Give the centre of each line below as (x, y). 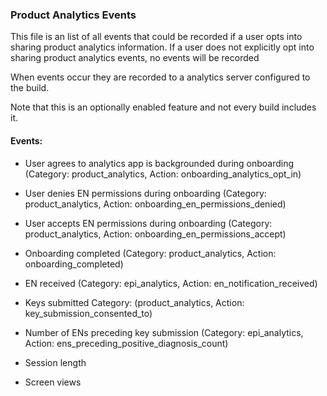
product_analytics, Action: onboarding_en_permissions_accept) (155, 234)
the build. (30, 88)
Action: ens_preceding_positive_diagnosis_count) (126, 343)
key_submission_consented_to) (88, 313)
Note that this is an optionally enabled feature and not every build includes (163, 107)
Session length (55, 362)
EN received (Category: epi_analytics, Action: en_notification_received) (171, 283)
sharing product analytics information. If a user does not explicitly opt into (162, 47)
